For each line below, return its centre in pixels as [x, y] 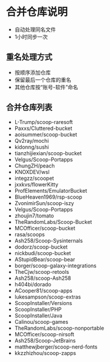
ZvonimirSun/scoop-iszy [44, 203]
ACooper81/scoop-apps [43, 290]
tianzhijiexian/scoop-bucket [48, 153]
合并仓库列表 [29, 107]
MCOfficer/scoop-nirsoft [44, 334]
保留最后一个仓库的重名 [43, 79]
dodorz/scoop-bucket [41, 247]
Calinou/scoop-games [41, 321]
